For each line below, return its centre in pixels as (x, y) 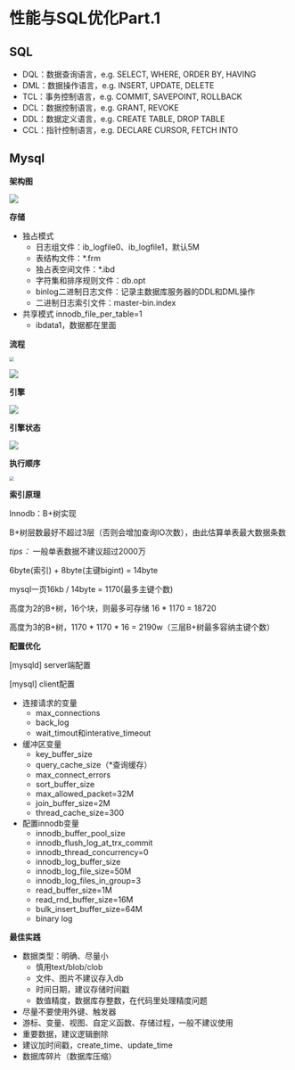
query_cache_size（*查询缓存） (94, 764)
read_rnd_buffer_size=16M (84, 899)
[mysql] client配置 (42, 684)
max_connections (68, 712)
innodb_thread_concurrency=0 (92, 852)
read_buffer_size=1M (74, 890)
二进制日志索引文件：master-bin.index (106, 302)
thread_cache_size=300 (80, 812)
